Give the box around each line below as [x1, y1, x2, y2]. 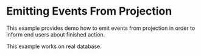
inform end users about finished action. [6, 30, 105, 38]
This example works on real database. [6, 43, 102, 50]
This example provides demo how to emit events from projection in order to [6, 24, 196, 32]
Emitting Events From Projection [6, 4, 172, 18]
